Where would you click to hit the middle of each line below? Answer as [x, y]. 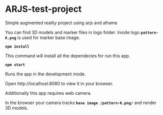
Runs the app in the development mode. [45, 74]
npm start [15, 65]
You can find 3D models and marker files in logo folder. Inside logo [72, 32]
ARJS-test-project [43, 9]
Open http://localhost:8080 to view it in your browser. [59, 83]
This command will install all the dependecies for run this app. [68, 56]
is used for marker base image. [48, 38]
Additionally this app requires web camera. [48, 93]
